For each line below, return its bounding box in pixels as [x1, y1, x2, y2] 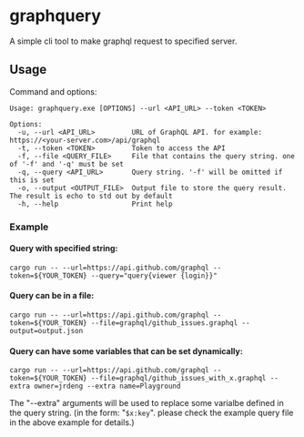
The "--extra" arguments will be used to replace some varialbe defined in [9, 398, 284, 409]
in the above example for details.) [9, 417, 135, 428]
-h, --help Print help [17, 199, 173, 208]
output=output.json [9, 327, 84, 336]
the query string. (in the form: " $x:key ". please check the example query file [9, 407, 294, 419]
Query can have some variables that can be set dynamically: [9, 345, 243, 356]
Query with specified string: [9, 243, 118, 254]
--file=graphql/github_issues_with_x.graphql [90, 374, 267, 383]
